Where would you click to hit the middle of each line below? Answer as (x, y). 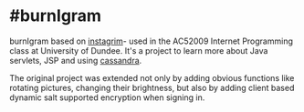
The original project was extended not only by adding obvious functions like (152, 77)
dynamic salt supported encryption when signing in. (107, 97)
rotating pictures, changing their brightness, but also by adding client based (152, 87)
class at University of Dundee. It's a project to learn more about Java (139, 50)
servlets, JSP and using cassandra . (76, 60)
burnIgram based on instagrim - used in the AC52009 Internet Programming (152, 41)
